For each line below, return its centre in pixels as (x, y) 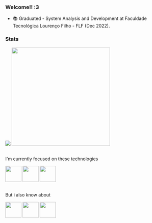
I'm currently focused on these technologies (52, 159)
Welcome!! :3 (22, 7)
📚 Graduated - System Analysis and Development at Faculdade (80, 18)
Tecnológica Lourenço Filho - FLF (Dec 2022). (61, 26)
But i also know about (28, 195)
